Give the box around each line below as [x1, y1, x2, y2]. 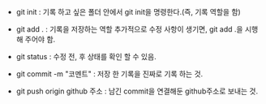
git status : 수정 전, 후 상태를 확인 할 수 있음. [15, 52, 157, 61]
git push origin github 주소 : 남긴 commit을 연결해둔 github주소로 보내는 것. [15, 86, 259, 96]
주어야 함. [24, 35, 56, 44]
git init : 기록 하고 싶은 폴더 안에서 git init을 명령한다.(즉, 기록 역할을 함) [15, 7, 241, 16]
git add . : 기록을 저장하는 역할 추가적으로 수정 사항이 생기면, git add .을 [15, 24, 243, 34]
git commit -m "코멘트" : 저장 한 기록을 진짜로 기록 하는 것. [15, 69, 204, 79]
